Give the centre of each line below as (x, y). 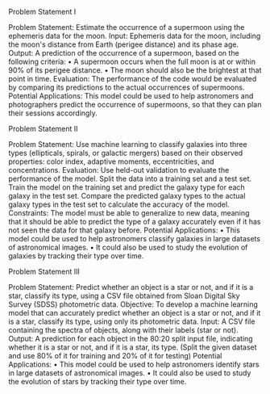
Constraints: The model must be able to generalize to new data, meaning (129, 213)
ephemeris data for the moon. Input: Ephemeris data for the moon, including (135, 36)
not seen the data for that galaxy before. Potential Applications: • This (124, 230)
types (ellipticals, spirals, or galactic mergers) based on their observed (126, 153)
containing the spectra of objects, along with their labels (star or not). (124, 330)
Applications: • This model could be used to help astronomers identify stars (134, 364)
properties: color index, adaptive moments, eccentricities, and (112, 161)
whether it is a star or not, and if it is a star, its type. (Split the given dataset (133, 347)
